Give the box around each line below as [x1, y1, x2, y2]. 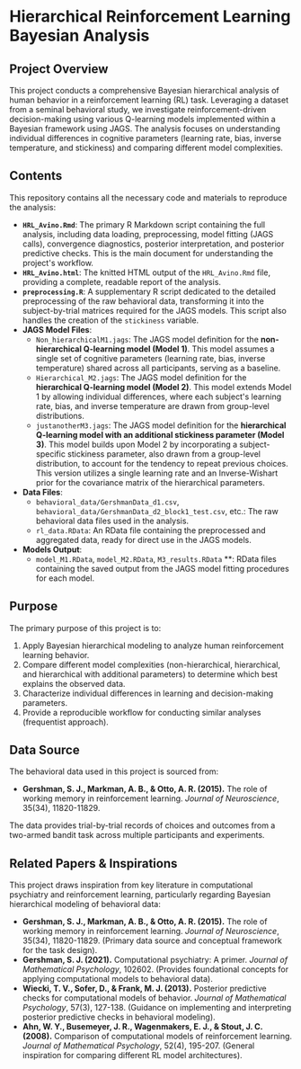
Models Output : [22, 544, 83, 555]
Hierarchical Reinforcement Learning [9, 6, 291, 27]
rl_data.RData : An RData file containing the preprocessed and [35, 524, 267, 536]
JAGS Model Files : [22, 324, 93, 334]
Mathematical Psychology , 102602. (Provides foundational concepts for [22, 964, 289, 975]
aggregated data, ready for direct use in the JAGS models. [35, 534, 252, 545]
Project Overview [9, 61, 109, 76]
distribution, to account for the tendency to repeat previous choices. [35, 458, 289, 468]
